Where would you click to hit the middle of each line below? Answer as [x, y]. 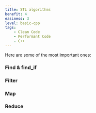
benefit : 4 [16, 14]
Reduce [14, 106]
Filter [11, 81]
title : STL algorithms [28, 9]
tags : [10, 28]
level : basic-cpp [23, 23]
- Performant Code [32, 37]
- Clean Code [27, 32]
